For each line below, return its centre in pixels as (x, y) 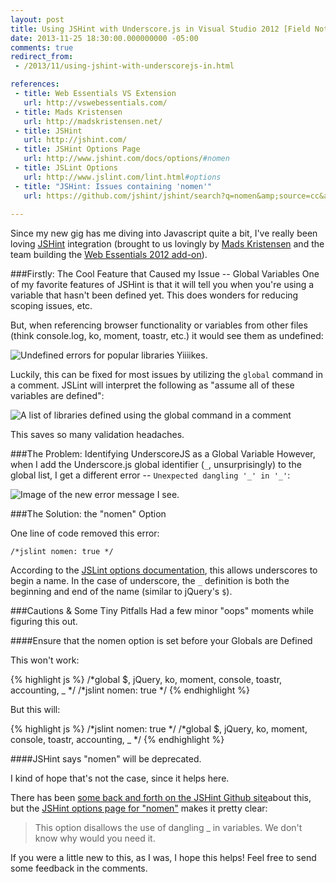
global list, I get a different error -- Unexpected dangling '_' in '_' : (150, 475)
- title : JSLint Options (66, 168)
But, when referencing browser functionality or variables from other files (159, 325)
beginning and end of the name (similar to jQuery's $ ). (121, 592)
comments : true (42, 47)
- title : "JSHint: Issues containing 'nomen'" (113, 186)
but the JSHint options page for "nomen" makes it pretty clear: (139, 808)
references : (35, 84)
